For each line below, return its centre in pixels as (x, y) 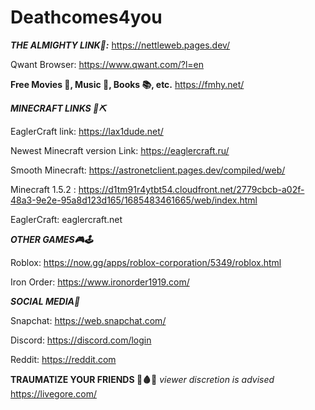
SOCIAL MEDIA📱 (45, 301)
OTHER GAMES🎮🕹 (51, 239)
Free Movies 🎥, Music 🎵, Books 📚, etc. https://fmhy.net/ (127, 84)
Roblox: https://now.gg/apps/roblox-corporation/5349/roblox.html (146, 262)
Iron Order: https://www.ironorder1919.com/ (100, 282)
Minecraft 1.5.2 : (43, 189)
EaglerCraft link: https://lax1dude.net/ (87, 131)
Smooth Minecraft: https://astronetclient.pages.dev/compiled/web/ (148, 170)
